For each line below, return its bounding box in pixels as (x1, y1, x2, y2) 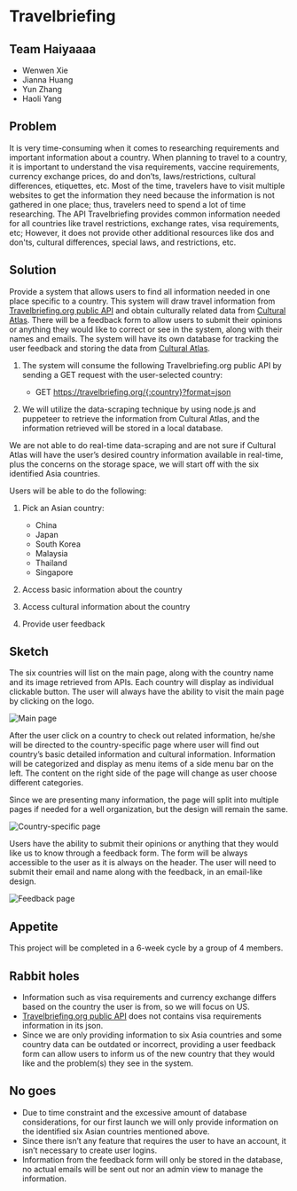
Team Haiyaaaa (9, 42, 97, 57)
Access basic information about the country (21, 584, 184, 595)
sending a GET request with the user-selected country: (21, 369, 223, 380)
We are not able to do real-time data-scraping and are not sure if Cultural (9, 439, 277, 450)
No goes (9, 1084, 57, 1099)
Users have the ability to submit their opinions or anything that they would (9, 839, 279, 849)
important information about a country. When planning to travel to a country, (9, 152, 288, 162)
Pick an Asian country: (21, 502, 105, 513)
